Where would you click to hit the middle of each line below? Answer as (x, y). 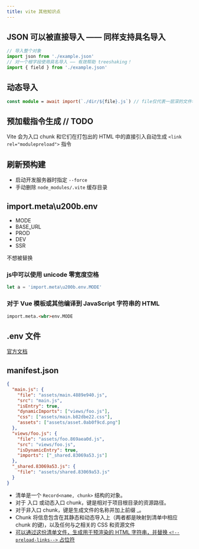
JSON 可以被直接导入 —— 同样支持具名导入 (86, 37)
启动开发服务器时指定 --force (51, 180)
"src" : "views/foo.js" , (47, 444)
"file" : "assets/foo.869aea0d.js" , (61, 439)
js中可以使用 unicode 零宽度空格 (53, 274)
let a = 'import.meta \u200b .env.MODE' (54, 288)
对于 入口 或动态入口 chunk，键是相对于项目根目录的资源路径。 (92, 502)
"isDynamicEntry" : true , (48, 450)
